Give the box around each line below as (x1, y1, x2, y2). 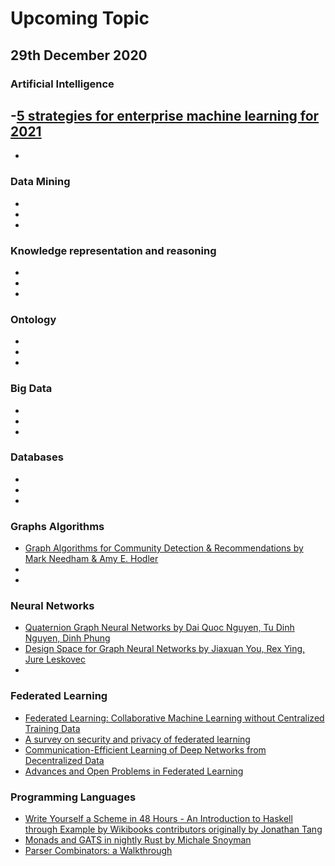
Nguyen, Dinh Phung (24, 632, 111, 644)
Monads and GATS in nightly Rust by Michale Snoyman (24, 833, 252, 846)
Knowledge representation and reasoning (10, 243, 217, 257)
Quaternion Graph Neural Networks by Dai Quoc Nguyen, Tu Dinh (24, 622, 295, 634)
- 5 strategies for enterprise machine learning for (10, 107, 320, 124)
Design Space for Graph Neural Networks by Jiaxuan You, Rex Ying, (24, 643, 306, 655)
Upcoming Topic (10, 7, 150, 30)
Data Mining (10, 175, 71, 189)
